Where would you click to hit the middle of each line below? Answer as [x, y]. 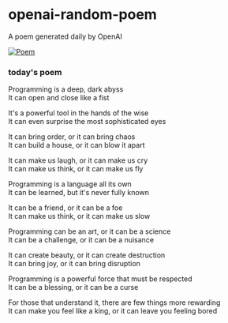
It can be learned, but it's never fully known [79, 193]
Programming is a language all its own [70, 184]
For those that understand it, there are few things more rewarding [114, 302]
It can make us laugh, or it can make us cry [78, 160]
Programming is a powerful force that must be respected [100, 279]
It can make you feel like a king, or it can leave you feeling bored [113, 311]
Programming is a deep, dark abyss [66, 89]
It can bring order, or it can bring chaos [72, 137]
